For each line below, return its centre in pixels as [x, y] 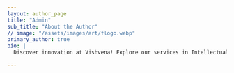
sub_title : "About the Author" [53, 26]
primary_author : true [39, 40]
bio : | [17, 46]
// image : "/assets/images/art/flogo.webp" [71, 33]
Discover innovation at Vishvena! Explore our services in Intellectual [121, 53]
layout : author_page [37, 14]
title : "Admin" [29, 20]
